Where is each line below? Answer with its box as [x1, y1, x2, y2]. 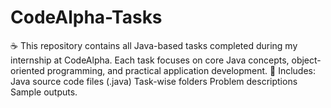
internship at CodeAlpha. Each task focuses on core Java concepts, [10, 54, 290, 66]
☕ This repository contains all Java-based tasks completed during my [10, 39, 298, 51]
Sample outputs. [10, 86, 78, 98]
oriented [10, 64, 45, 76]
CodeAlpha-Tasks [10, 6, 163, 29]
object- [291, 54, 322, 66]
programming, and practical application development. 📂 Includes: [46, 64, 317, 76]
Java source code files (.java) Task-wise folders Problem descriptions [10, 75, 298, 87]
